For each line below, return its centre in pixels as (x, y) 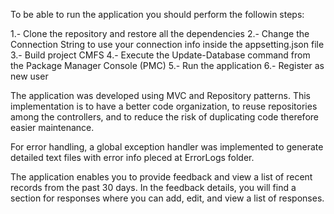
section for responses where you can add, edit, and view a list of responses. (167, 198)
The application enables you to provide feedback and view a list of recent (161, 177)
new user (29, 76)
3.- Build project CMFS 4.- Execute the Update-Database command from (160, 55)
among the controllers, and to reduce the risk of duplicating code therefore (164, 117)
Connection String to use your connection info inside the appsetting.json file (167, 44)
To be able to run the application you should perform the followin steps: (157, 14)
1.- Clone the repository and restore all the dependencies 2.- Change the (160, 33)
